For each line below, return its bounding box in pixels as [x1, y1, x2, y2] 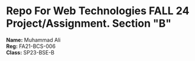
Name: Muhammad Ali [6, 36, 61, 43]
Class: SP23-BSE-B [6, 49, 55, 56]
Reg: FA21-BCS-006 [6, 43, 56, 50]
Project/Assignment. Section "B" [6, 17, 171, 30]
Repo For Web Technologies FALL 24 [6, 4, 190, 18]
